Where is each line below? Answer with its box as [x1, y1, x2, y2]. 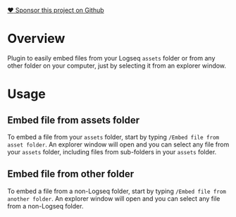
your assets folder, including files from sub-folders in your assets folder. [7, 147, 217, 156]
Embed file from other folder [7, 168, 135, 180]
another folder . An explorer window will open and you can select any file [7, 194, 221, 203]
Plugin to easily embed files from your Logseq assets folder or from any [7, 54, 216, 62]
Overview [7, 31, 66, 46]
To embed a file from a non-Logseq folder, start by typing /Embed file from [7, 187, 227, 195]
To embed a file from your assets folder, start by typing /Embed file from [7, 132, 220, 141]
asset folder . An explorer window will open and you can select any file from [7, 140, 230, 149]
